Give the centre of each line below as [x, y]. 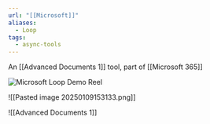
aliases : [22, 23]
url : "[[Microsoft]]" [44, 15]
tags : [17, 37]
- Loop [26, 30]
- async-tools [38, 45]
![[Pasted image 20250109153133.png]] [72, 97]
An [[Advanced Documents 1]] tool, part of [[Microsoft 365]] [105, 67]
